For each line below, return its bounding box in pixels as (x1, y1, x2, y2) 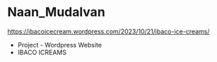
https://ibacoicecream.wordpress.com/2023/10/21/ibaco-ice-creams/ (7, 27, 210, 36)
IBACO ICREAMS (17, 48, 67, 56)
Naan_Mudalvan (7, 4, 106, 20)
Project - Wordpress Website (17, 40, 102, 49)
